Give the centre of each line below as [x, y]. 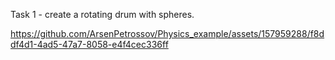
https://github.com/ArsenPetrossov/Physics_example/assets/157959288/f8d [167, 33]
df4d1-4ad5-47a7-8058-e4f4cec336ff [89, 44]
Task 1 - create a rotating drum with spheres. [102, 14]
